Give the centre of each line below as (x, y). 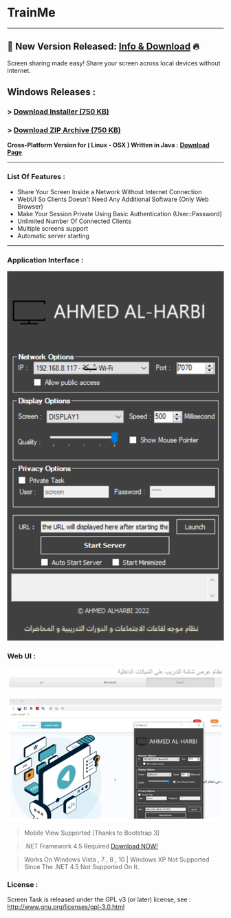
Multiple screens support (52, 228)
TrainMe (32, 13)
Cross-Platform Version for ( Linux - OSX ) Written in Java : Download (108, 145)
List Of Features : (36, 177)
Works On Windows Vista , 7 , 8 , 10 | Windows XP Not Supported (117, 859)
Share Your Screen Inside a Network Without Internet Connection (109, 191)
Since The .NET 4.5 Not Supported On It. (81, 866)
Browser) (30, 206)
